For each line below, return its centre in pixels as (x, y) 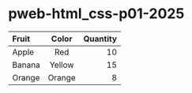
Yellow (62, 65)
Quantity (100, 39)
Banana (26, 65)
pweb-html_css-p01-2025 (96, 14)
